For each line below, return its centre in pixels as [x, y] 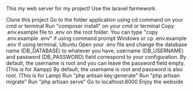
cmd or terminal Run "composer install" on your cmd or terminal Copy [90, 26]
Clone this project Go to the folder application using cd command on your [94, 20]
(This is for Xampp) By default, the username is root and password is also [94, 69]
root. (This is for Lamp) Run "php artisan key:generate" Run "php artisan [93, 76]
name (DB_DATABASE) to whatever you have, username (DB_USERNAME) [95, 51]
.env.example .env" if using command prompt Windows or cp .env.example [96, 38]
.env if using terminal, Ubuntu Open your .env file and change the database [97, 44]
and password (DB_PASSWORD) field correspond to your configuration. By [96, 57]
